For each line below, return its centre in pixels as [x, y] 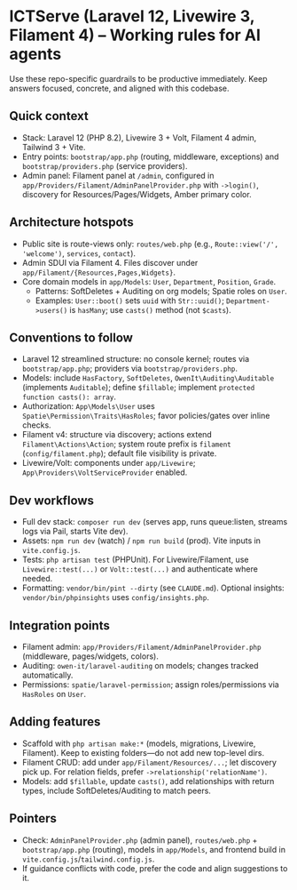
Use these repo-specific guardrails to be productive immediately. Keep [138, 78]
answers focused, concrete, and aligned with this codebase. [119, 88]
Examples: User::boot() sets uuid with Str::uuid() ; [129, 301]
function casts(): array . [69, 397]
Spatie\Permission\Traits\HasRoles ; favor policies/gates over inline [146, 416]
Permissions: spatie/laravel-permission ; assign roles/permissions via [150, 685]
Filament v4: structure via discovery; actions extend [117, 435]
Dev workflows [52, 500]
